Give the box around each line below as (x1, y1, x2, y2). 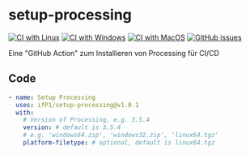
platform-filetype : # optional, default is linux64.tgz (23, 139, 216, 147)
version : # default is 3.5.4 (23, 123, 121, 131)
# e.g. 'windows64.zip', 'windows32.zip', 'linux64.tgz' (23, 131, 219, 140)
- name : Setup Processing (8, 93, 95, 101)
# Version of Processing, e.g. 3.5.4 (23, 116, 150, 124)
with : (15, 108, 35, 117)
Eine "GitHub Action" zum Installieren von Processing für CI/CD (8, 48, 220, 58)
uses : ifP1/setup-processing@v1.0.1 (15, 101, 139, 109)
